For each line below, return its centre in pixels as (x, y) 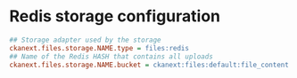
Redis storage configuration (115, 16)
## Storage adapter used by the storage (86, 40)
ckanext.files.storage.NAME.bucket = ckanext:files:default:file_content (149, 65)
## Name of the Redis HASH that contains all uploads (111, 56)
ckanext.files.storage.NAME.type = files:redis (99, 48)
